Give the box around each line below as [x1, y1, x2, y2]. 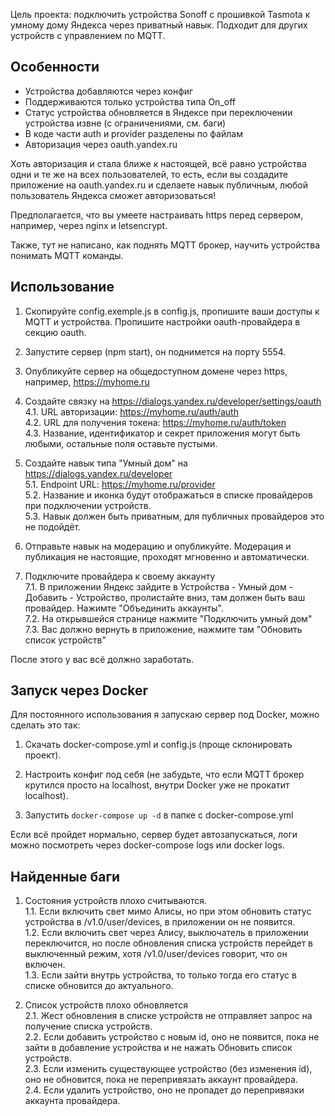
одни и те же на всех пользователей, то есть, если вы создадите [10, 168, 289, 180]
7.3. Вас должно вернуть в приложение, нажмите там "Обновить [24, 623, 303, 635]
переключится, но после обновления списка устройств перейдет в [24, 937, 313, 949]
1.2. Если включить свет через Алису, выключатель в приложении [24, 927, 309, 939]
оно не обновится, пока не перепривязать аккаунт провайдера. [24, 1074, 298, 1086]
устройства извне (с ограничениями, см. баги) [24, 117, 227, 129]
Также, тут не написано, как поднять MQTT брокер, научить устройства [10, 239, 321, 251]
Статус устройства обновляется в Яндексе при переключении [24, 106, 293, 118]
